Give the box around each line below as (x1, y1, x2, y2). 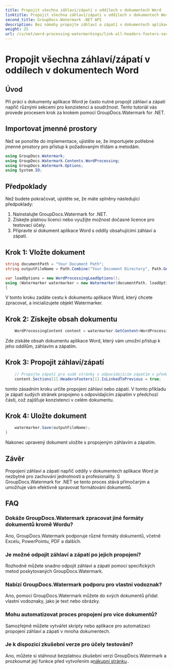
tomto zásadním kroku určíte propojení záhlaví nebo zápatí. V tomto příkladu (5, 386, 166, 392)
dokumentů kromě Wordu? (5, 521, 73, 528)
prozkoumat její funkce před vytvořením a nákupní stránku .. (5, 658, 130, 664)
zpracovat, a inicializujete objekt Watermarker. (5, 300, 103, 306)
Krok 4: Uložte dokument (5, 411, 87, 420)
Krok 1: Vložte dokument (5, 248, 85, 257)
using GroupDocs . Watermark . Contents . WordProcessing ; (5, 158, 120, 164)
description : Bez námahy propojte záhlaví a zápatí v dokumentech (5, 22, 150, 27)
